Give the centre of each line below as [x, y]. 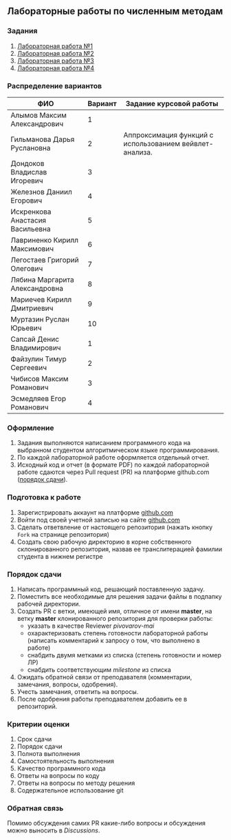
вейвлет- [198, 143]
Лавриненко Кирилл [45, 240]
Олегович [27, 268]
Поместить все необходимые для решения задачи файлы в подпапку [119, 596]
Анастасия [29, 220]
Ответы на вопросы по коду [58, 776]
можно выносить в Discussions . [54, 830]
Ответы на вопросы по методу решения [76, 783]
